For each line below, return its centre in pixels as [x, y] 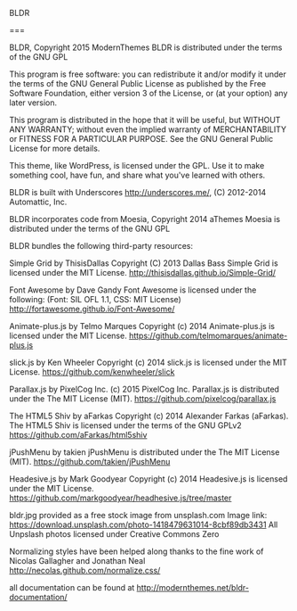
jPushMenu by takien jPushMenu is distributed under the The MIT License [144, 452]
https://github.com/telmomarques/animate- [208, 335]
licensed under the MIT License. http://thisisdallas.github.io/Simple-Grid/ [143, 272]
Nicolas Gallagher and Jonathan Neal [77, 561]
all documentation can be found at [72, 587]
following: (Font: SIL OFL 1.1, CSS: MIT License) [96, 299]
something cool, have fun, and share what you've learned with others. [137, 175]
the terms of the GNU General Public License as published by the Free [138, 83]
